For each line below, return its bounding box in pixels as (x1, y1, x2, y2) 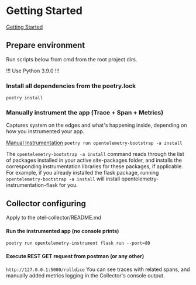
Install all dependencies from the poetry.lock (6, 82, 136, 90)
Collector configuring (6, 199, 87, 208)
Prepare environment (6, 40, 85, 50)
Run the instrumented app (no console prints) (6, 227, 119, 234)
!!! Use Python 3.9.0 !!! (6, 67, 60, 74)
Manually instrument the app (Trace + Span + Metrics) (6, 108, 164, 116)
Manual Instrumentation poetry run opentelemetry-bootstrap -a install (6, 139, 183, 147)
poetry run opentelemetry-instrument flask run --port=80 (6, 241, 150, 246)
